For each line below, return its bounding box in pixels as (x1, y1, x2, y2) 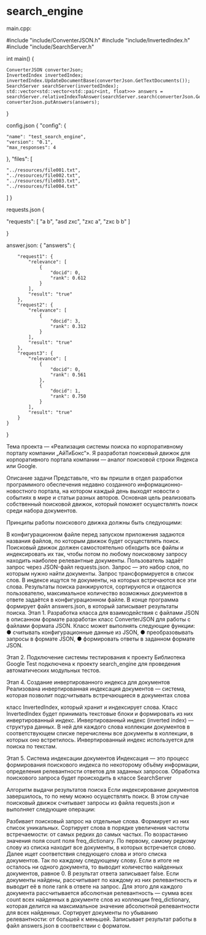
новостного (6, 487, 37, 495)
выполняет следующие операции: (6, 805, 96, 813)
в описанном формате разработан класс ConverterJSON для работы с (6, 616, 191, 623)
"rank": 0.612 (50, 275, 86, 281)
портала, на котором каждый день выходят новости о (37, 487, 180, 495)
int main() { (6, 55, 35, 62)
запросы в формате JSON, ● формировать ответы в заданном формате (6, 635, 195, 643)
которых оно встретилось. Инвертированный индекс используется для (6, 736, 194, 743)
